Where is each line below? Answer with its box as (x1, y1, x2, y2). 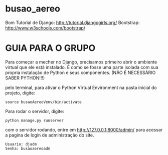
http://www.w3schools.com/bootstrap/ (5, 24, 86, 30)
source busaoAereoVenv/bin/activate (5, 99, 82, 104)
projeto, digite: (5, 89, 35, 95)
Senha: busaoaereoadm (5, 146, 51, 151)
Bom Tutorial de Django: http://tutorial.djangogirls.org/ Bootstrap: (5, 19, 140, 25)
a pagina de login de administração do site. (5, 132, 94, 138)
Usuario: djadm (5, 141, 37, 146)
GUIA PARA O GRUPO (5, 42, 96, 54)
